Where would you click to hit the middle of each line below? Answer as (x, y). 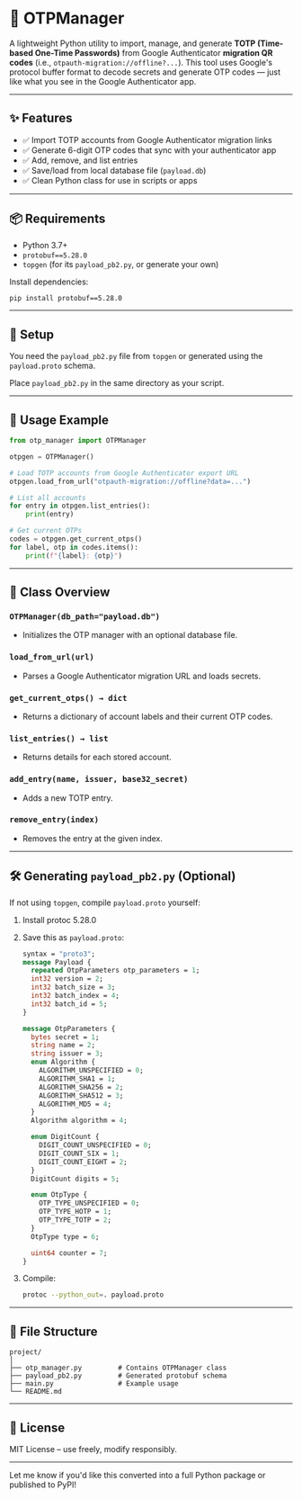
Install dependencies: (49, 282)
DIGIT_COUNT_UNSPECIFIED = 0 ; (95, 1145)
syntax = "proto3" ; (59, 954)
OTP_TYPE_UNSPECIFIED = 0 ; (89, 1203)
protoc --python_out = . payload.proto (93, 1295)
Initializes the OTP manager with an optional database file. (130, 635)
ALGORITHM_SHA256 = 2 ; (81, 1087)
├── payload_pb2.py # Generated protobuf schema (118, 1376)
